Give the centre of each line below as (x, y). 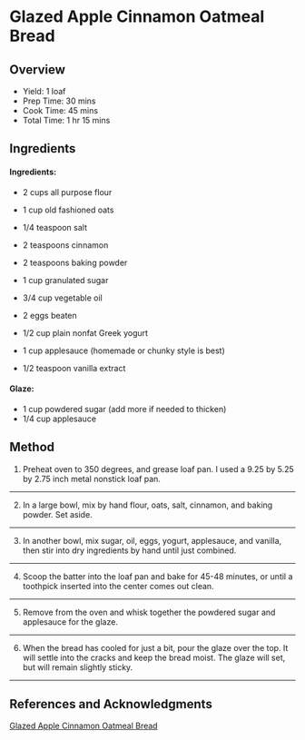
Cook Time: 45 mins (60, 110)
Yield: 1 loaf (44, 91)
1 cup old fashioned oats (68, 210)
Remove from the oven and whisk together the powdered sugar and (149, 612)
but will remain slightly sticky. (78, 667)
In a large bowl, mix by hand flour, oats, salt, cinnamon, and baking (148, 505)
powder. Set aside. (57, 514)
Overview (38, 69)
